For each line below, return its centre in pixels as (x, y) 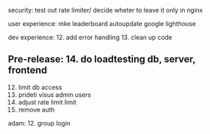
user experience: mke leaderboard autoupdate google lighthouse (102, 24)
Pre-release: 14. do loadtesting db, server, (102, 59)
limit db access (40, 87)
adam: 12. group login (39, 123)
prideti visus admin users (54, 95)
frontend (28, 71)
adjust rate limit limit (47, 102)
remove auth (37, 109)
